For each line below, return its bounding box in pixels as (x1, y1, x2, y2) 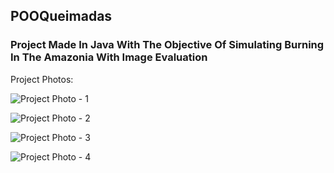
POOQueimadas (10, 8, 113, 25)
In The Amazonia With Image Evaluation (10, 50, 208, 64)
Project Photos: (10, 73, 74, 85)
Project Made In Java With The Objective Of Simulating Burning (10, 38, 325, 52)
